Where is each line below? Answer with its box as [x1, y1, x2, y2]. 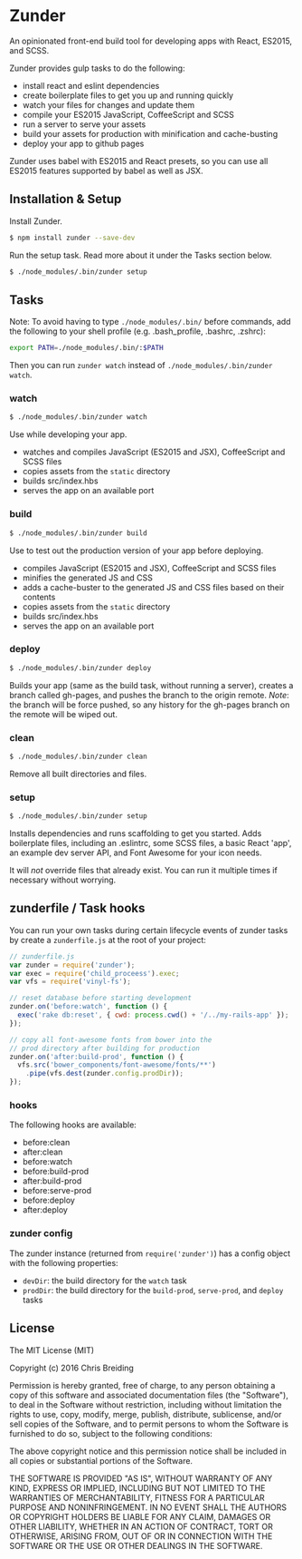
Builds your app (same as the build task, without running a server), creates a [9, 679, 294, 690]
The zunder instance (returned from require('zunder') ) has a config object [9, 1248, 291, 1259]
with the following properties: [9, 1257, 119, 1268]
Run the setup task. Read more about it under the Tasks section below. [9, 249, 273, 260]
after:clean [22, 1146, 63, 1157]
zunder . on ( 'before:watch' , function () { [9, 1002, 168, 1011]
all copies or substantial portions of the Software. [9, 1455, 193, 1466]
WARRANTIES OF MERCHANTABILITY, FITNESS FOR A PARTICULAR [9, 1492, 265, 1503]
